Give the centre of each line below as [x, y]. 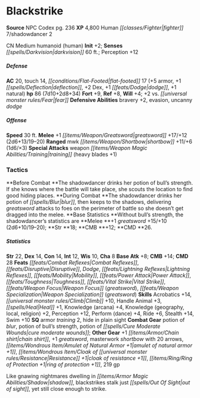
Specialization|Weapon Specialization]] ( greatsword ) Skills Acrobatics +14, [99, 294]
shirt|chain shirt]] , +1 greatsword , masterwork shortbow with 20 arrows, [95, 339]
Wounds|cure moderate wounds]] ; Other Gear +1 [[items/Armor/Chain [93, 333]
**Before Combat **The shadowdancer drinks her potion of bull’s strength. [99, 183]
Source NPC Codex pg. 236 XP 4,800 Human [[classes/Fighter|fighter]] [95, 28]
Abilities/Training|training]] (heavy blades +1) [62, 154]
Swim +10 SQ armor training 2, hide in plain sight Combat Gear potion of [96, 320]
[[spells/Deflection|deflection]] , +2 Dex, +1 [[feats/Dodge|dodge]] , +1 [91, 87]
